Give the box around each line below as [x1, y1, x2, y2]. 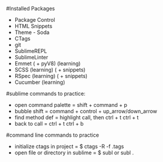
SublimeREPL [14, 48, 47, 55]
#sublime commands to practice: [6, 90, 86, 97]
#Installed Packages [6, 5, 55, 12]
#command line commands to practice [6, 131, 100, 139]
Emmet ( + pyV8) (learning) [14, 60, 81, 67]
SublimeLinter [14, 54, 49, 60]
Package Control [14, 16, 56, 23]
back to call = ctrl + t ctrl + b [14, 120, 84, 127]
